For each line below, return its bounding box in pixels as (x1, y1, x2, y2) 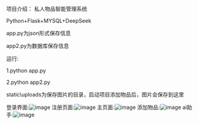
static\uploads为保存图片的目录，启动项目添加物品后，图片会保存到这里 (6, 91, 184, 98)
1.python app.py (6, 67, 46, 74)
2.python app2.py (6, 78, 51, 86)
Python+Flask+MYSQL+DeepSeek (6, 17, 92, 24)
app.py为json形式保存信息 (6, 29, 71, 37)
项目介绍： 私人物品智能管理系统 (6, 5, 88, 12)
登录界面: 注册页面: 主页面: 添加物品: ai (6, 104, 187, 111)
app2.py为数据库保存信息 (6, 43, 69, 49)
